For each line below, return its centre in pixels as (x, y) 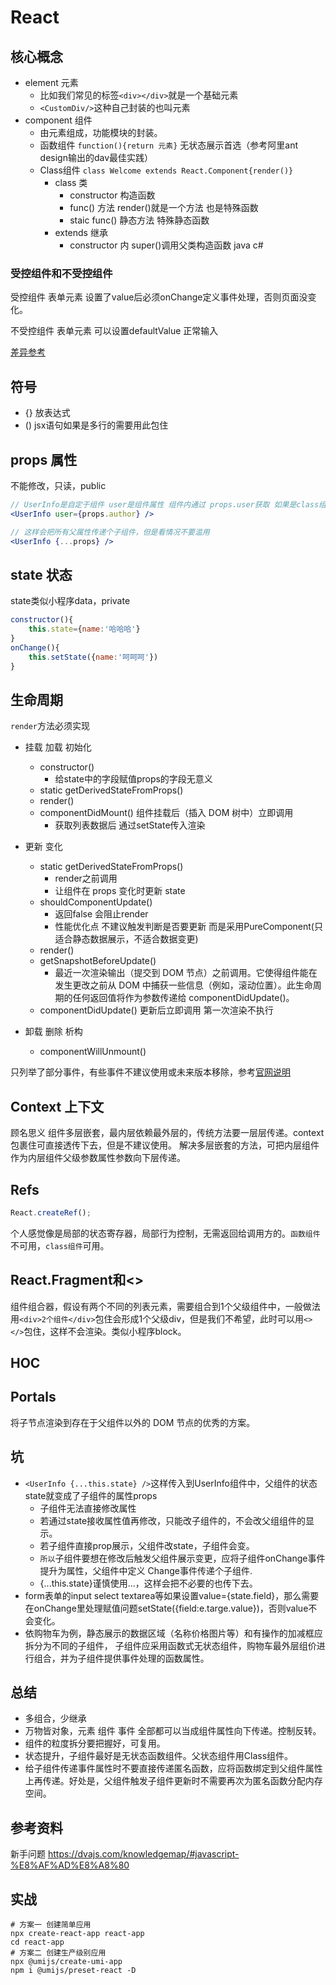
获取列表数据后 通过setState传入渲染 (130, 825)
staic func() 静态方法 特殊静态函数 (139, 220)
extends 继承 (81, 232)
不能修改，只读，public (58, 485)
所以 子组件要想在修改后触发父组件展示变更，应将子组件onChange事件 (182, 1558)
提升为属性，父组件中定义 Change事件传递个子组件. (146, 1570)
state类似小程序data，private (70, 601)
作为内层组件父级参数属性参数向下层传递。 (98, 1158)
